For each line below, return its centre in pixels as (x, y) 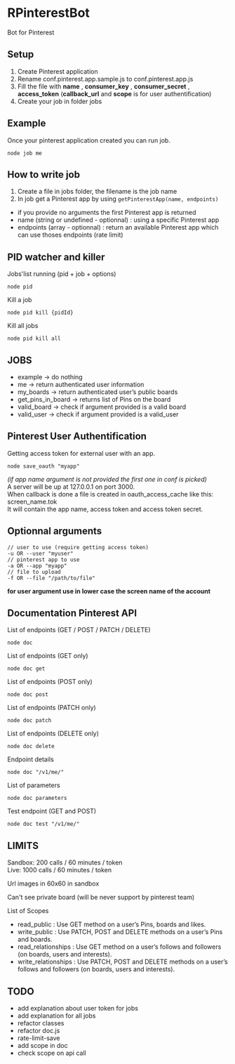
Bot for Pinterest (31, 32)
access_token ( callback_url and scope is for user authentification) (114, 93)
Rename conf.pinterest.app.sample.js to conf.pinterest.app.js (105, 79)
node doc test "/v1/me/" (43, 824)
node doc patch (29, 721)
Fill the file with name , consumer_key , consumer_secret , (103, 86)
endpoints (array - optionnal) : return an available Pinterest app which (118, 228)
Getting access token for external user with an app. (81, 453)
